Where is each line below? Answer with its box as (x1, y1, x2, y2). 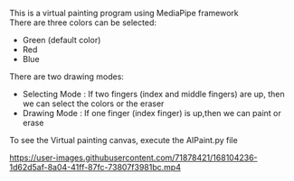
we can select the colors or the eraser (22, 98, 165, 109)
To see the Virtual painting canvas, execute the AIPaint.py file (9, 135, 238, 145)
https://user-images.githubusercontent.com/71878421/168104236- (9, 152, 258, 163)
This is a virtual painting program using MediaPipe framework (9, 8, 240, 18)
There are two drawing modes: (9, 71, 125, 82)
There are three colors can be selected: (9, 17, 156, 28)
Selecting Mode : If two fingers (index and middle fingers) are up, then (22, 89, 285, 99)
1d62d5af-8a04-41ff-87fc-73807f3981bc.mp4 (9, 162, 181, 172)
